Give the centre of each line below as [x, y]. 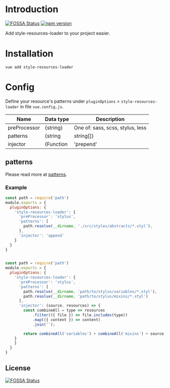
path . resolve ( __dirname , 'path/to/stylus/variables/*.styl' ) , [90, 292]
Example [16, 187]
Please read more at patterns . [36, 174]
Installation [29, 54]
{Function [56, 144]
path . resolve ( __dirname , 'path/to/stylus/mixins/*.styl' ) [86, 296]
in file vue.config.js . [42, 106]
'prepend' [86, 144]
